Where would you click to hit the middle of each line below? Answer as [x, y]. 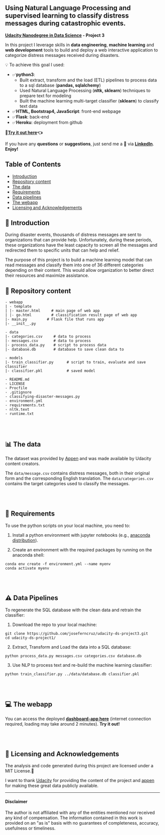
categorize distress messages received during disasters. [62, 55]
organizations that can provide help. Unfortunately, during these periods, [79, 240]
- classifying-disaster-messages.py [42, 397]
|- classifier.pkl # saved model [50, 371]
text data [28, 106]
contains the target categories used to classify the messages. [68, 484]
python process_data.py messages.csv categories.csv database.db [73, 656]
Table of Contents [33, 165]
